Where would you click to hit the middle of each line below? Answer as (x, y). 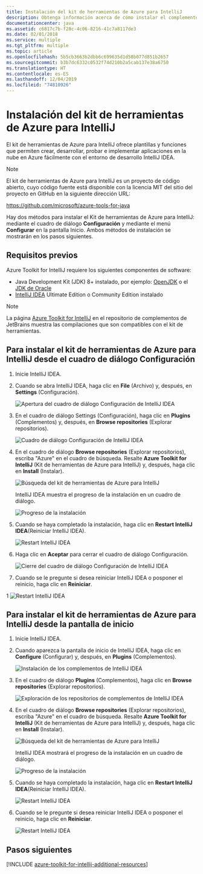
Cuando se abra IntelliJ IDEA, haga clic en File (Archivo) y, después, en (103, 385)
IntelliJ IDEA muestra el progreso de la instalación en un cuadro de (98, 494)
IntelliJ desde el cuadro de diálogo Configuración (101, 360)
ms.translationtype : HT (36, 68)
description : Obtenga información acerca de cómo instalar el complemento (102, 18)
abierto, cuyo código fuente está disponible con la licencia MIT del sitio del (100, 187)
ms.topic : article (29, 51)
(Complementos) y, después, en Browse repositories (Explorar (93, 422)
